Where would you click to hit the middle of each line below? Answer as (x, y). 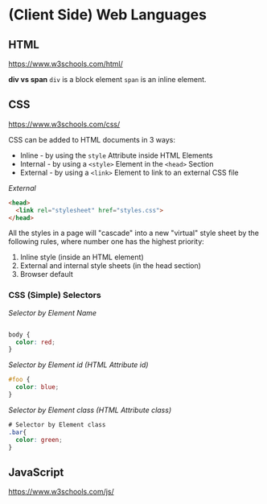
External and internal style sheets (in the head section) (110, 266)
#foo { (19, 380)
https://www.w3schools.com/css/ (64, 124)
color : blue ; (37, 387)
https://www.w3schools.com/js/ (61, 492)
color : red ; (36, 342)
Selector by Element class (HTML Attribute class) (90, 410)
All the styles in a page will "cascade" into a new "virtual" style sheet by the (134, 233)
